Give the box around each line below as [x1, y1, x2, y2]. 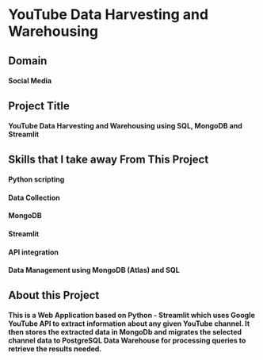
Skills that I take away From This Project [8, 152, 209, 166]
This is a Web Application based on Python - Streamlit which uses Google [8, 311, 256, 320]
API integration [8, 247, 59, 257]
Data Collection [8, 193, 61, 202]
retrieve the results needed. [8, 344, 102, 354]
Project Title [8, 99, 70, 113]
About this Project [8, 288, 100, 302]
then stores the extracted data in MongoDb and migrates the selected [8, 327, 242, 337]
